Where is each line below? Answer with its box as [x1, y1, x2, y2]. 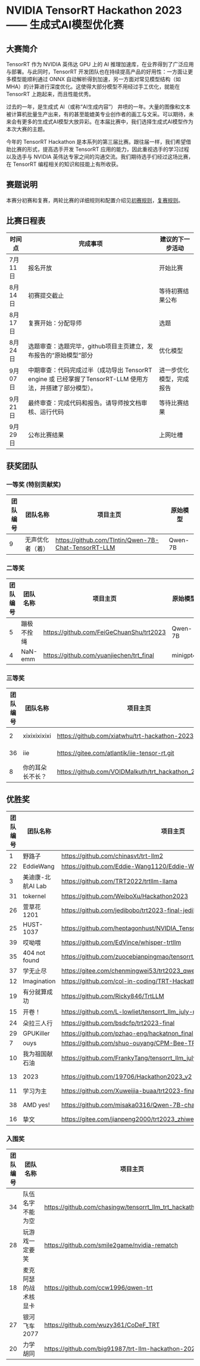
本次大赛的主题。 [6, 126, 48, 132]
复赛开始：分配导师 [27, 319, 82, 327]
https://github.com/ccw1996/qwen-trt [44, 1284, 153, 1292]
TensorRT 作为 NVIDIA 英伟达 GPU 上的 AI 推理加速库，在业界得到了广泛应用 [6, 61, 194, 67]
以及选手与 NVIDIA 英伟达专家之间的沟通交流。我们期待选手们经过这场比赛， [6, 153, 194, 160]
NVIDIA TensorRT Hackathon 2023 [6, 4, 183, 17]
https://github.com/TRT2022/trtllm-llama [61, 877, 177, 885]
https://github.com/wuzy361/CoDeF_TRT [44, 1321, 160, 1329]
